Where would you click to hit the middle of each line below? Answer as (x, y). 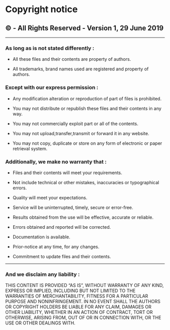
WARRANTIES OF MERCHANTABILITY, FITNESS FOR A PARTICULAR (77, 296)
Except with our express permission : (52, 88)
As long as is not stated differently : (50, 48)
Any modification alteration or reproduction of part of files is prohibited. (87, 98)
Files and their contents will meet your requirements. (67, 173)
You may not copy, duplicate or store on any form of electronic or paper (87, 143)
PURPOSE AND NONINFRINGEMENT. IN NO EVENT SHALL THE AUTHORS (83, 302)
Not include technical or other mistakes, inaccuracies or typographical (86, 182)
